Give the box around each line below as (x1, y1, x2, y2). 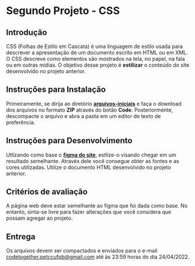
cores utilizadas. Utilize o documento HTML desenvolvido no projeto (6, 164, 172, 171)
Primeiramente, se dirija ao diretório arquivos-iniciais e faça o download (6, 100, 182, 107)
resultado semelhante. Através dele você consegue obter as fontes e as (6, 157, 180, 164)
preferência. (6, 119, 36, 126)
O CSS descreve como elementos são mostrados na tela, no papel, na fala (6, 56, 186, 62)
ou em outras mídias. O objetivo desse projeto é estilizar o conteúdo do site (6, 61, 190, 68)
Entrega (6, 232, 36, 241)
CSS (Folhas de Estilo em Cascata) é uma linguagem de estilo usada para (6, 43, 183, 50)
